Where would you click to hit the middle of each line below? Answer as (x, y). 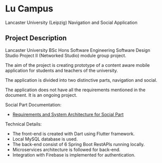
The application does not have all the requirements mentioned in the (75, 90)
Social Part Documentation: (33, 105)
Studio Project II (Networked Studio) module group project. (66, 55)
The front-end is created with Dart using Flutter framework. (73, 134)
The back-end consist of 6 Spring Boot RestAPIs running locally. (78, 144)
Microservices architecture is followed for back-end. (66, 150)
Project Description (36, 38)
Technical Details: (23, 124)
